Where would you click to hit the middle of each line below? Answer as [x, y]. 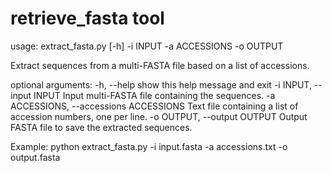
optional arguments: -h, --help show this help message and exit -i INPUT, [161, 84]
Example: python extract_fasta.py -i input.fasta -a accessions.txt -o [149, 146]
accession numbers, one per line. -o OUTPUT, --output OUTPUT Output [159, 116]
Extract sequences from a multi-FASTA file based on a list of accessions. [160, 65]
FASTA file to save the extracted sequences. [101, 127]
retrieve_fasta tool [87, 18]
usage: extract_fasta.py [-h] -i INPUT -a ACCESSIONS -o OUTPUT [147, 46]
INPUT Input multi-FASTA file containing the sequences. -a [154, 95]
